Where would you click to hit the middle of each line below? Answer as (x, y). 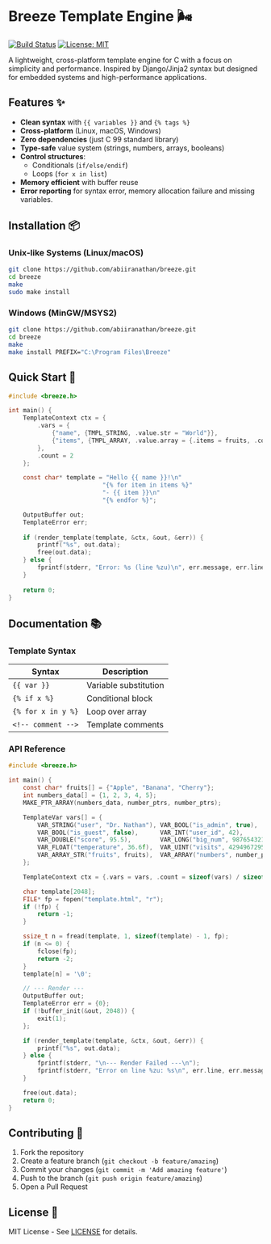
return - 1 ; (56, 914)
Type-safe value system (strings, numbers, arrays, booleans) (122, 148)
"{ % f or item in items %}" (148, 485)
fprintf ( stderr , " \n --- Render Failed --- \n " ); (119, 1063)
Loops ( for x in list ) (69, 173)
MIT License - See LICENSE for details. (73, 1232)
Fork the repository (52, 1153)
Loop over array (116, 711)
